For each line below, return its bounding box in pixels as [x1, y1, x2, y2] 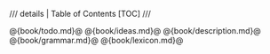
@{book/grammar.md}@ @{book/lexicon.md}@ [9, 35, 184, 45]
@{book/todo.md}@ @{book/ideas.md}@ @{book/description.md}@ [9, 26, 262, 35]
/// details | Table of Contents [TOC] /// [9, 9, 151, 19]
